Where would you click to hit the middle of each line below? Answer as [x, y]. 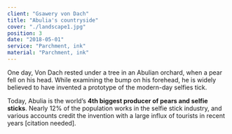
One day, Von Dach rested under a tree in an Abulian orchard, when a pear [115, 72]
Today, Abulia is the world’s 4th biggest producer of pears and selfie [108, 100]
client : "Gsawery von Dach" [48, 14]
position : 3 [25, 33]
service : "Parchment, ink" [47, 46]
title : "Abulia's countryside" [53, 20]
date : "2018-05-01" [36, 40]
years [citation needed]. [42, 123]
